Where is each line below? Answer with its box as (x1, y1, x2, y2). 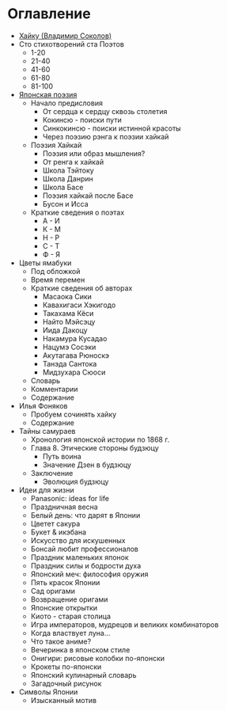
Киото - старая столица (30, 611, 112, 621)
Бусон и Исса (42, 199, 89, 208)
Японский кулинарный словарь (30, 670, 137, 679)
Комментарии (30, 384, 78, 394)
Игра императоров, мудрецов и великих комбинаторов (30, 619, 219, 629)
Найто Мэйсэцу (42, 317, 96, 326)
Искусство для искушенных (30, 535, 126, 545)
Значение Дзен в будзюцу (42, 460, 132, 470)
